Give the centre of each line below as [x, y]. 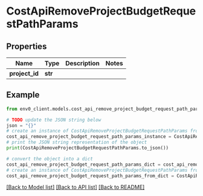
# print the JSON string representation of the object [77, 142]
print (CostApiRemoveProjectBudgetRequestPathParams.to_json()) [88, 148]
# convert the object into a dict [50, 158]
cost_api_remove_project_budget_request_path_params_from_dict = [90, 176]
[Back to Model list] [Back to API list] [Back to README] [76, 187]
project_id [24, 73]
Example [23, 95]
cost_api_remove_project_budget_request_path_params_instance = [89, 137]
